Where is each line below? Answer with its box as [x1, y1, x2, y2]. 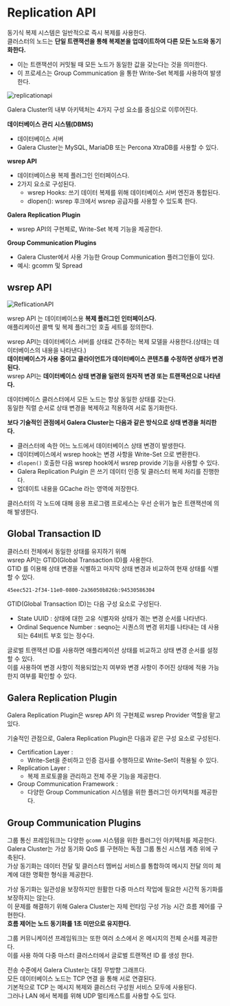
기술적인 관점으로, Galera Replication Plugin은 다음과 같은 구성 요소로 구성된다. [7, 734, 221, 743]
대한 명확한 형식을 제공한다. [19, 871, 94, 879]
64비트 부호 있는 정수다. [30, 631, 95, 639]
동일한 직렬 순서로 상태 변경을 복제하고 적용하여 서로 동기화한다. [7, 404, 178, 412]
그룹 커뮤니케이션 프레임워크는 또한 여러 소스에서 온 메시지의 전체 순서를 [7, 934, 200, 943]
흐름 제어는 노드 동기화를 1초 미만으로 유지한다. [7, 919, 132, 928]
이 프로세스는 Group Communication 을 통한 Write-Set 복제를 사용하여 [16, 69, 209, 77]
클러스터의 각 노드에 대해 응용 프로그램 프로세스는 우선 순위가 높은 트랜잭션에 [7, 499, 213, 507]
